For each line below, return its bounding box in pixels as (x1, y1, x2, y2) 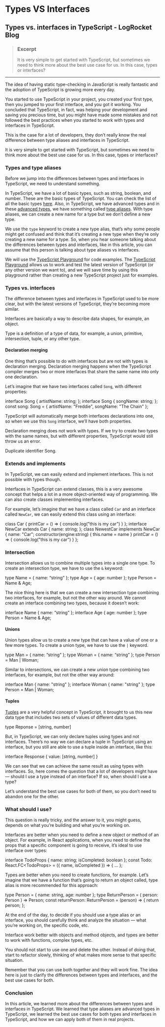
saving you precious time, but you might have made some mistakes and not (5, 112, 158, 118)
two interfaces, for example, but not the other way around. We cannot (5, 595, 146, 601)
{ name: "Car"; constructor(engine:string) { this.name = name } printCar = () (5, 531, 159, 537)
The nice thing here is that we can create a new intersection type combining (5, 590, 159, 596)
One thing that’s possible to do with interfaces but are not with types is (5, 358, 148, 364)
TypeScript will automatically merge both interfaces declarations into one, (5, 413, 155, 419)
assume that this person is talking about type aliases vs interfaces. (5, 247, 140, 253)
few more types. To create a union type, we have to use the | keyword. (5, 642, 149, 648)
